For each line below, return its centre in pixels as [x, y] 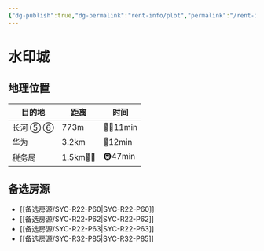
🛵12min [118, 142]
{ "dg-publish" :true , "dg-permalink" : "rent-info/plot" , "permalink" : [119, 15]
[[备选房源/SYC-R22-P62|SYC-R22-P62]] [87, 219]
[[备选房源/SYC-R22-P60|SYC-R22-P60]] [87, 209]
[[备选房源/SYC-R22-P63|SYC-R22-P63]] [87, 229]
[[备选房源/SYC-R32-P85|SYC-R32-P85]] [87, 239]
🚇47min [119, 156]
